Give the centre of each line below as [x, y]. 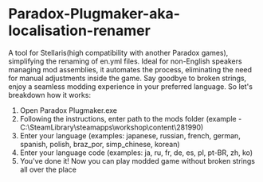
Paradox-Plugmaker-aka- [94, 14]
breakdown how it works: [50, 95]
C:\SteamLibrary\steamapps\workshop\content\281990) [112, 127]
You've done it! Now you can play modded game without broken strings [137, 161]
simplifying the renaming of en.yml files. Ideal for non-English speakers [125, 61]
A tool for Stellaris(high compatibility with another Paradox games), [118, 52]
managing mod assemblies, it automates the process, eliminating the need [130, 69]
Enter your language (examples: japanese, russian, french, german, [130, 135]
